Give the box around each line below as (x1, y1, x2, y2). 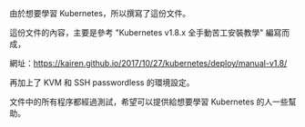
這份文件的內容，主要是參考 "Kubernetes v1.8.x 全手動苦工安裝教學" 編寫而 (9, 27, 290, 38)
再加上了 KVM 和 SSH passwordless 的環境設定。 (9, 77, 195, 88)
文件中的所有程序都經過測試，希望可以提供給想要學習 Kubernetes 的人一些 (9, 96, 289, 107)
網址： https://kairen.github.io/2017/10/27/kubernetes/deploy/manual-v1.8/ (9, 58, 288, 68)
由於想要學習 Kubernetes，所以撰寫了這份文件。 (9, 8, 191, 18)
